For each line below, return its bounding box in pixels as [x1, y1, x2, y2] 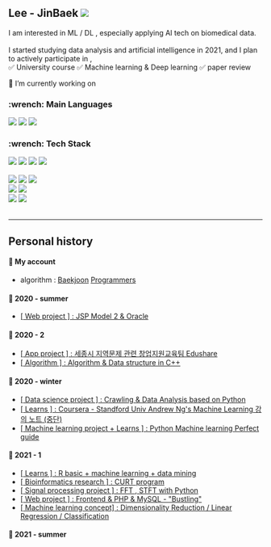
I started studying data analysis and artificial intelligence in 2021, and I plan [8, 44, 258, 55]
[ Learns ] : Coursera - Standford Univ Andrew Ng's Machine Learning [19, 404, 254, 414]
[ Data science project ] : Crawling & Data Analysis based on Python [19, 394, 246, 404]
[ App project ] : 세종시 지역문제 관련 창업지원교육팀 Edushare [19, 349, 218, 359]
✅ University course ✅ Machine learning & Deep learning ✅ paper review [8, 62, 252, 72]
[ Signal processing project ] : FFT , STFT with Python [19, 485, 199, 495]
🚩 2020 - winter [8, 377, 62, 386]
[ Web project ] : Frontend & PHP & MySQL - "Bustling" [19, 494, 202, 503]
